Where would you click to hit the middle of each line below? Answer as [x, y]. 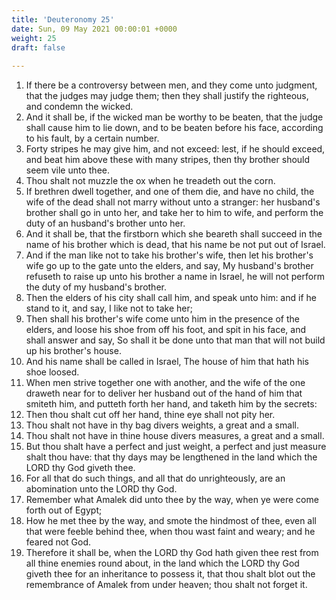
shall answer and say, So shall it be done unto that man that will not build [175, 340]
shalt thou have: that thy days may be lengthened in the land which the [171, 457]
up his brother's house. [73, 351]
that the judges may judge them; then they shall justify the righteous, [167, 96]
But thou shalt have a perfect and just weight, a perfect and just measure [176, 447]
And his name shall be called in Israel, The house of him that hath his [167, 362]
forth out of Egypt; [64, 510]
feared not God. [58, 542]
